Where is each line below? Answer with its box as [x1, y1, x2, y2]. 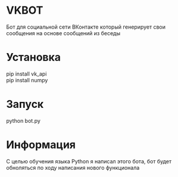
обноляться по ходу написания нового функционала [6, 164, 140, 171]
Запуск [6, 98, 44, 111]
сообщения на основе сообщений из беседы [6, 29, 121, 36]
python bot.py [6, 117, 40, 124]
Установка [6, 51, 61, 64]
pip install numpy [6, 76, 48, 83]
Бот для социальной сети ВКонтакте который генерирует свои [6, 23, 165, 30]
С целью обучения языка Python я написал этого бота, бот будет [6, 157, 171, 164]
